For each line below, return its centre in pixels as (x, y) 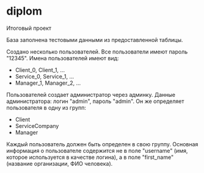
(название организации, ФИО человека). (60, 163)
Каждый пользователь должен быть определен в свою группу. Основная (102, 144)
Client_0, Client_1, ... (40, 70)
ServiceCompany (37, 125)
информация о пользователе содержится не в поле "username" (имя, (97, 150)
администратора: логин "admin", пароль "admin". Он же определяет (95, 101)
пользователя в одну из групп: (46, 107)
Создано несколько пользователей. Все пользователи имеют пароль (97, 51)
